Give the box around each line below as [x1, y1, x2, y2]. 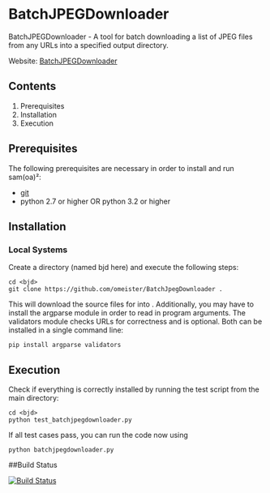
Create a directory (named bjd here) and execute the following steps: [8, 263, 239, 272]
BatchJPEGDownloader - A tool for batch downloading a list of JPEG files [8, 32, 253, 41]
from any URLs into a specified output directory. [8, 40, 169, 49]
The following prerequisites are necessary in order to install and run [8, 163, 235, 173]
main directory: [8, 393, 59, 403]
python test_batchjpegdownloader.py [8, 416, 132, 424]
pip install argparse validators [8, 341, 122, 349]
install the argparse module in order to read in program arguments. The [8, 308, 246, 318]
